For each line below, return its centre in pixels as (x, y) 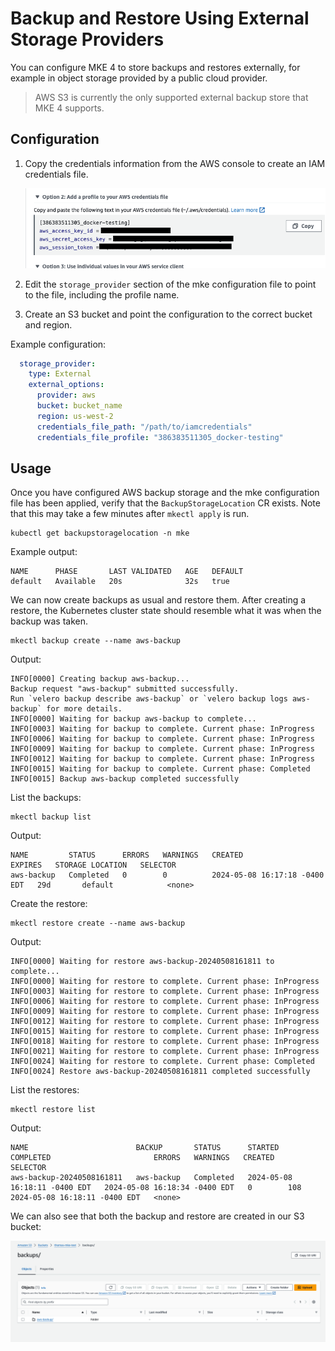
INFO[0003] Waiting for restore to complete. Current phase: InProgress (165, 992)
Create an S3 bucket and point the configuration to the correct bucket (168, 314)
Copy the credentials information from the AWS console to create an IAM (175, 163)
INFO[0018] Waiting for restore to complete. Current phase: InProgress (165, 1042)
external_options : (66, 385)
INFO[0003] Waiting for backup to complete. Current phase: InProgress (162, 729)
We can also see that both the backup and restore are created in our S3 (157, 1216)
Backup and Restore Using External (160, 18)
